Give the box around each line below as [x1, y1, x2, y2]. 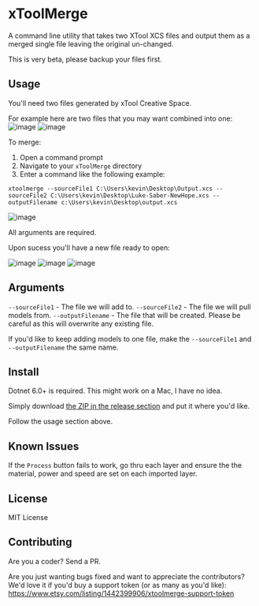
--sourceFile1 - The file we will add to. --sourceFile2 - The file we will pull [8, 301, 251, 312]
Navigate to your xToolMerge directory [19, 161, 142, 170]
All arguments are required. [8, 227, 97, 237]
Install [8, 365, 39, 379]
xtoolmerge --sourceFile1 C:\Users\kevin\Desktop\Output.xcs [8, 185, 213, 193]
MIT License [8, 513, 49, 522]
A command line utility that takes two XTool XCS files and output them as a [8, 31, 250, 40]
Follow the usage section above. [8, 417, 113, 426]
